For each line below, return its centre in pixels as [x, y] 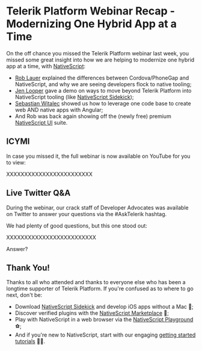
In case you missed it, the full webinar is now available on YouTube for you [98, 156]
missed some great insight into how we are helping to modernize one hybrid [100, 60]
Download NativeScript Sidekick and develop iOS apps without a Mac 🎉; [104, 307]
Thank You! [28, 268]
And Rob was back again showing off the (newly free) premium [93, 116]
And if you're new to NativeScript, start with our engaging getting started [105, 335]
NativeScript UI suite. [41, 122]
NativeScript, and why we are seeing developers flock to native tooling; [103, 84]
